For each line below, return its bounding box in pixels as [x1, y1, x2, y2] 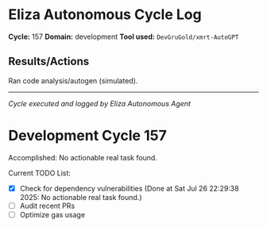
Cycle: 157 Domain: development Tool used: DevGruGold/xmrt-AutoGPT [8, 32, 239, 41]
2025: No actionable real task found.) [19, 192, 142, 202]
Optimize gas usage [19, 210, 86, 219]
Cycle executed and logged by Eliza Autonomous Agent [8, 98, 191, 108]
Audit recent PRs [19, 201, 75, 210]
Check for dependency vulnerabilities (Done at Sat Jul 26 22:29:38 [19, 183, 240, 193]
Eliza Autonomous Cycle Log [8, 6, 202, 24]
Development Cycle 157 [8, 126, 167, 144]
